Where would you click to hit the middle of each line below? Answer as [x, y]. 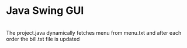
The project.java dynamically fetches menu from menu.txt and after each [94, 32]
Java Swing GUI [45, 11]
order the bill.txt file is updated [43, 39]
